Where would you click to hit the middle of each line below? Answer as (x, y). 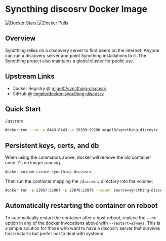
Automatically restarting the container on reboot (82, 206)
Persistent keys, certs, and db (52, 145)
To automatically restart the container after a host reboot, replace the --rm (80, 217)
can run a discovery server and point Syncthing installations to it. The (76, 55)
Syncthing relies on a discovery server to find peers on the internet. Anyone (82, 50)
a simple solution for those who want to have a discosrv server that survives (83, 228)
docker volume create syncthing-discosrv (48, 172)
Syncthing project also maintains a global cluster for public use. (70, 61)
